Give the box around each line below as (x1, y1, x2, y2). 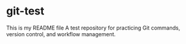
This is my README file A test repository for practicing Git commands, (6, 24, 181, 31)
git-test (6, 4, 45, 18)
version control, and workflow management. (6, 30, 116, 37)
